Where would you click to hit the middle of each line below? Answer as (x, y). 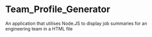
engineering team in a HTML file (39, 28)
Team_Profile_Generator (58, 9)
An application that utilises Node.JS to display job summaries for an (76, 23)
